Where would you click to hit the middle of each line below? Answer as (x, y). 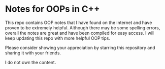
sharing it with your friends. (33, 53)
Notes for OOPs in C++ (52, 9)
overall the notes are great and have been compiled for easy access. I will (80, 33)
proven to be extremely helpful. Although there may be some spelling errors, (82, 27)
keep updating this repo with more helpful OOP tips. (58, 38)
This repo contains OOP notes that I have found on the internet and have (79, 23)
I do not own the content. (31, 62)
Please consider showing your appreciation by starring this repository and (80, 47)
